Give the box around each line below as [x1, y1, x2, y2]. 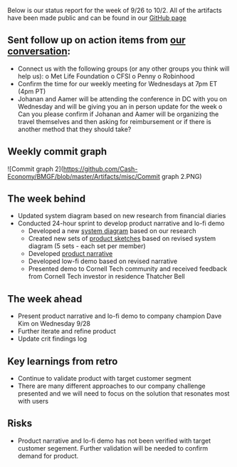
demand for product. [17, 451, 79, 460]
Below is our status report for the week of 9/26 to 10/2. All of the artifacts [7, 6, 222, 14]
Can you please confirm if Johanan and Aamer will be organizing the [17, 110, 219, 118]
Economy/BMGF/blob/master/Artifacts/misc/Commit [7, 172, 160, 180]
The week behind [7, 193, 86, 205]
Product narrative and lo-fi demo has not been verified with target [17, 436, 211, 445]
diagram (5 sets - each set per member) [28, 242, 146, 250]
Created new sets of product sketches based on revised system [28, 235, 216, 243]
